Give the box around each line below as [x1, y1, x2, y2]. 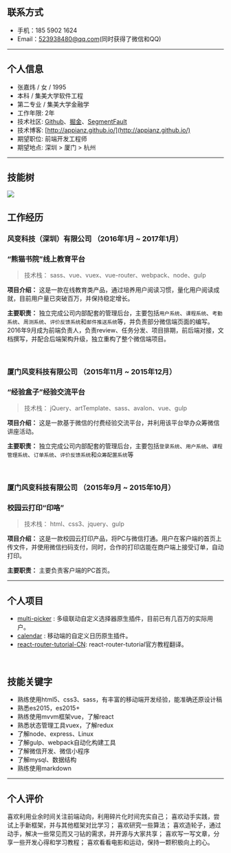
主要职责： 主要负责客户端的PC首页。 [7, 567, 114, 575]
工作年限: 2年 [16, 109, 55, 117]
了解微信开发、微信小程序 [16, 747, 90, 755]
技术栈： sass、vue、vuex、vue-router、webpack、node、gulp [23, 271, 206, 280]
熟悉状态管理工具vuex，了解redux [16, 722, 114, 730]
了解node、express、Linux [16, 730, 94, 738]
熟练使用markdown [16, 764, 72, 772]
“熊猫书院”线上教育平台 [7, 254, 86, 264]
